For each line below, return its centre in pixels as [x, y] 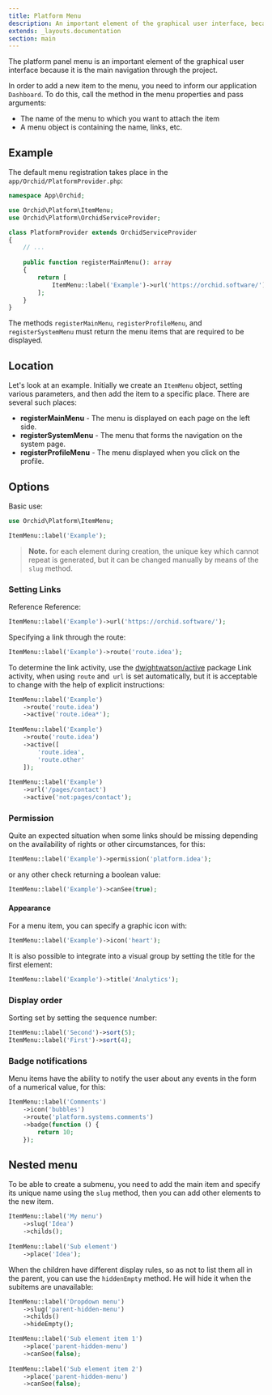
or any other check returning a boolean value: [85, 874]
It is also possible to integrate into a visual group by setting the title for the [132, 956]
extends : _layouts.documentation [65, 31]
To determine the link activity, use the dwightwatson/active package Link [130, 667]
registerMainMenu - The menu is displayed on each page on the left [135, 419]
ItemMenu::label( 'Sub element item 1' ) [76, 1339]
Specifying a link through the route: [67, 637]
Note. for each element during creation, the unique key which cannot [143, 551]
